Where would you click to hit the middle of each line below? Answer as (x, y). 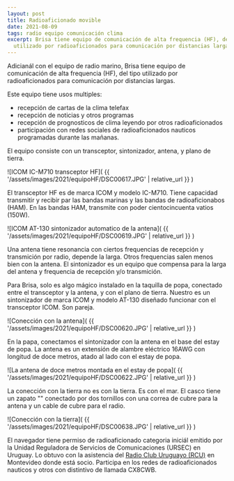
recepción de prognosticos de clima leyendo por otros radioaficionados (120, 122)
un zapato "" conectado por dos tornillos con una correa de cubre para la (112, 398)
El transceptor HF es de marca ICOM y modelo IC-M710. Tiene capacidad (112, 193)
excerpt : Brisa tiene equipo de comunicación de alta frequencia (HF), (113, 40)
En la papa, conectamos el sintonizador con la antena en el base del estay (114, 342)
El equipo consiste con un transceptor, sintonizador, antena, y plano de (109, 151)
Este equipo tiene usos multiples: (55, 94)
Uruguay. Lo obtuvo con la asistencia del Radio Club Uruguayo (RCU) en (111, 455)
